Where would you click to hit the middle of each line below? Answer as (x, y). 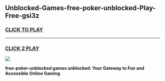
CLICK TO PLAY (24, 30)
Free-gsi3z (22, 16)
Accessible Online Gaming (33, 73)
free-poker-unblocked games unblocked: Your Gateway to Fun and (75, 68)
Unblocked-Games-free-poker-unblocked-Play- (81, 8)
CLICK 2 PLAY (22, 48)
